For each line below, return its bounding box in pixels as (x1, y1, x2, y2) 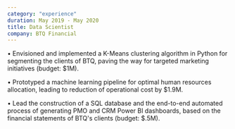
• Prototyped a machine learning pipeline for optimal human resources (7, 78, 212, 87)
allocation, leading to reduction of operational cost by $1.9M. (7, 85, 184, 94)
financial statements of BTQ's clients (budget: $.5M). (7, 114, 160, 123)
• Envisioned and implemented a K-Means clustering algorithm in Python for (7, 49, 228, 58)
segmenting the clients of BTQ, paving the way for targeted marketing (7, 57, 210, 66)
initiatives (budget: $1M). (7, 64, 80, 73)
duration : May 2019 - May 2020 (7, 17, 99, 24)
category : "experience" (7, 10, 77, 18)
